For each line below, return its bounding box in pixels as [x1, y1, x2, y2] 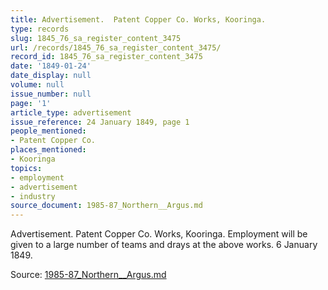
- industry [10, 191, 56, 201]
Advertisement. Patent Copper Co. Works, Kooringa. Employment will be [10, 228, 308, 240]
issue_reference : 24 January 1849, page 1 [10, 117, 190, 127]
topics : [10, 163, 43, 173]
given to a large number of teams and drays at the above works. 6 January [10, 239, 318, 251]
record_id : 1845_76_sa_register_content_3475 [10, 52, 203, 62]
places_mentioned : [10, 145, 87, 155]
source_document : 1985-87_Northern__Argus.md [10, 201, 203, 211]
